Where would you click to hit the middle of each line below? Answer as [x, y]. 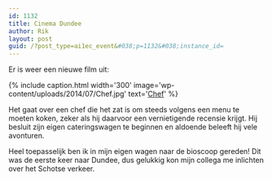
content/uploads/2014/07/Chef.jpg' [68, 94]
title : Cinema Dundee [45, 24]
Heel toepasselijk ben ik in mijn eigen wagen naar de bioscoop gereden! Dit [135, 151]
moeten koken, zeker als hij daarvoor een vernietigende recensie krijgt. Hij [133, 118]
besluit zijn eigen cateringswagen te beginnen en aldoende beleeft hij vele [133, 127]
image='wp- [154, 86]
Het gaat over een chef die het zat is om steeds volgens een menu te [124, 110]
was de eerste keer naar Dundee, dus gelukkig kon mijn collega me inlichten [136, 160]
